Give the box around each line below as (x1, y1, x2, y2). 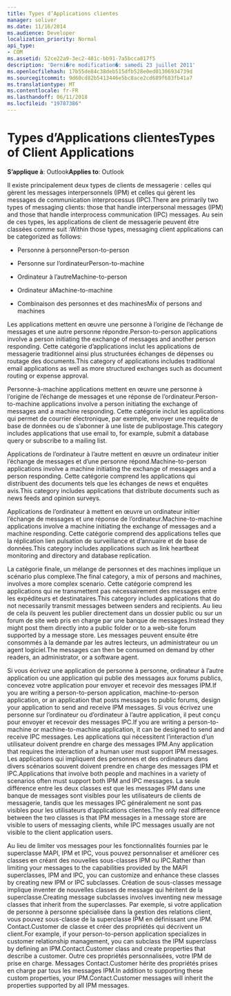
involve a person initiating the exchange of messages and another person (7, 335, 216, 343)
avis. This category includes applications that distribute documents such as (7, 486, 220, 495)
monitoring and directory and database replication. (7, 551, 152, 560)
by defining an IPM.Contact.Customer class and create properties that (7, 944, 205, 952)
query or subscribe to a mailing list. (7, 436, 108, 445)
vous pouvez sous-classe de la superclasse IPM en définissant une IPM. (7, 914, 212, 923)
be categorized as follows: (7, 232, 83, 241)
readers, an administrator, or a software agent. (7, 653, 139, 661)
